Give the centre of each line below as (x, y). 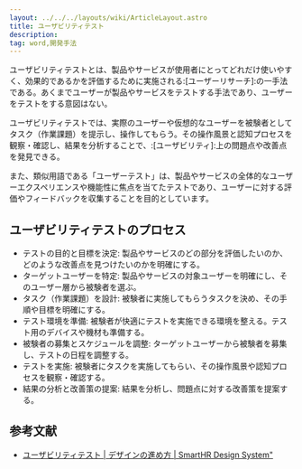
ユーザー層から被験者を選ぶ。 (86, 287)
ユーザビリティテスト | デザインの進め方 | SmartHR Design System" (147, 455)
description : (34, 34)
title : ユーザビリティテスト (57, 26)
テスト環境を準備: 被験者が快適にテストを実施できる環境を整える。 (147, 321)
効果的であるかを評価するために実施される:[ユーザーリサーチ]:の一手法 (156, 81)
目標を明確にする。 (74, 310)
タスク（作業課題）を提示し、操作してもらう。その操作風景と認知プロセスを (151, 134)
